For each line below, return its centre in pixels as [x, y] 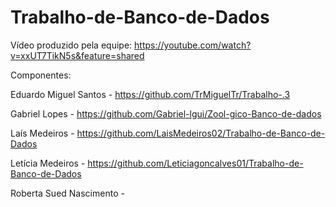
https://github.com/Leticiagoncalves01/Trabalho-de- [195, 163]
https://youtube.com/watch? [193, 45]
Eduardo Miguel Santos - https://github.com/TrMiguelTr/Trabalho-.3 [150, 94]
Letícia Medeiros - [48, 163]
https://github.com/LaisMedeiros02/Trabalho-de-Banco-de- [201, 133]
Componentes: [41, 75]
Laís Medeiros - [42, 133]
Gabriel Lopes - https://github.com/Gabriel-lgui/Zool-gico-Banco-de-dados [166, 113]
